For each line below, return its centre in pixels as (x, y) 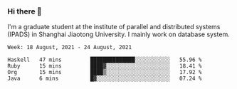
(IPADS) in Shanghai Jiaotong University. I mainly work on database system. (118, 34)
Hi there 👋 (25, 11)
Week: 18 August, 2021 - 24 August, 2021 (70, 48)
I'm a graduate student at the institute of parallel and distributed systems (114, 27)
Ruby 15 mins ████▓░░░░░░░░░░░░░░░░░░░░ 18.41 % (105, 66)
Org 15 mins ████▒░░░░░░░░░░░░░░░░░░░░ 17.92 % (105, 73)
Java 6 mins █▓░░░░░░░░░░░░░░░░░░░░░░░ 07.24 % (105, 79)
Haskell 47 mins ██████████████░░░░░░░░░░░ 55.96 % (105, 60)
